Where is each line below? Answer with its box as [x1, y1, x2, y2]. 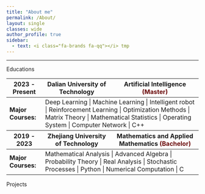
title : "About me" [6, 9, 53, 15]
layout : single [6, 20, 45, 26]
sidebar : [6, 37, 29, 43]
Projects [6, 181, 27, 188]
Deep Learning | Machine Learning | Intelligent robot [45, 98, 195, 106]
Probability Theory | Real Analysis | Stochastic [45, 157, 178, 165]
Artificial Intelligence [124, 80, 186, 88]
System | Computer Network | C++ [45, 120, 145, 129]
